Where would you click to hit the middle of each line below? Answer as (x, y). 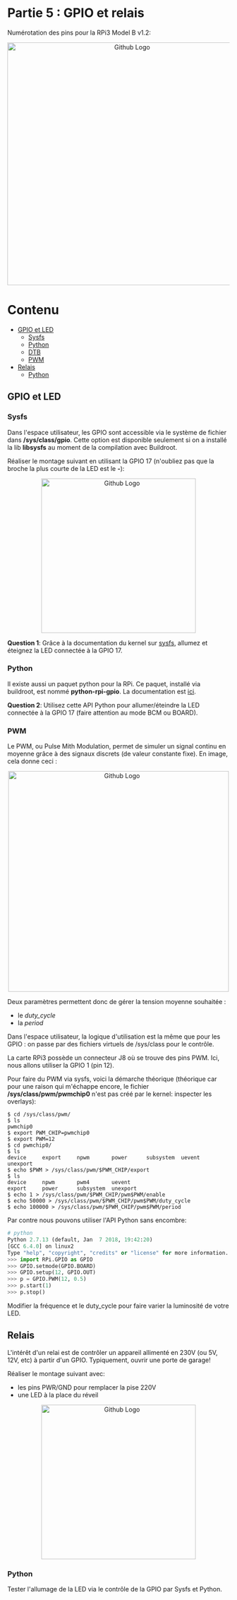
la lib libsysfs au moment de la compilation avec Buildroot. (92, 447)
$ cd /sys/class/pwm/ (39, 1115)
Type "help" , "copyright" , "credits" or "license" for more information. (118, 1253)
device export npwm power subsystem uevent (104, 1158)
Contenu (33, 310)
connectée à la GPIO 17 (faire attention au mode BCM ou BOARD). (103, 712)
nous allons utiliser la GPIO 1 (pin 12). (61, 1065)
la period (30, 1023)
